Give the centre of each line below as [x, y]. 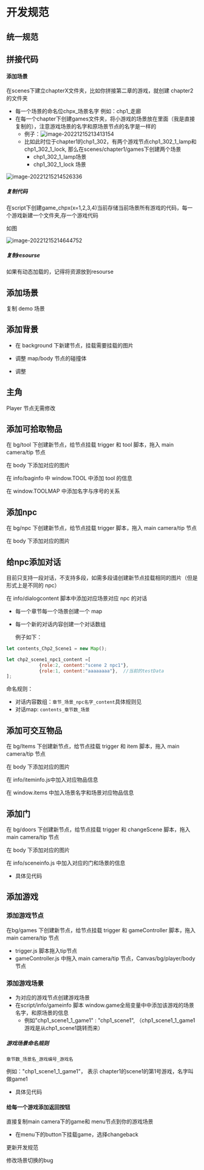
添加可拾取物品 [34, 429]
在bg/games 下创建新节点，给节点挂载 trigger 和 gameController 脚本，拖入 [101, 930]
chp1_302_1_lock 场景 [60, 164]
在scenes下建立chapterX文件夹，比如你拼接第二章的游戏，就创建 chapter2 [100, 91]
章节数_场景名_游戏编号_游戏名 [40, 1059]
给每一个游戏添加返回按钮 [38, 1107]
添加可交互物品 [34, 730]
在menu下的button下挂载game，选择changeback [76, 1135]
